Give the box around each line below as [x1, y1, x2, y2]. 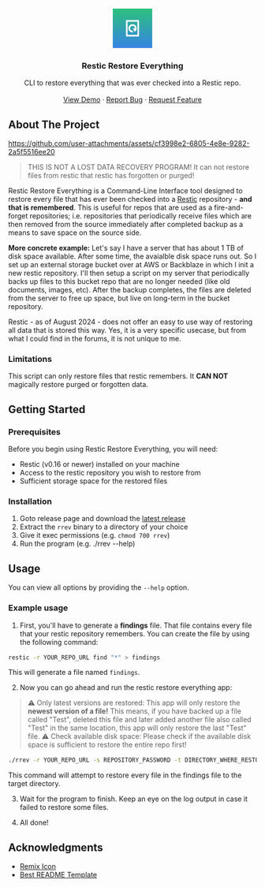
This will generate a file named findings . [8, 668, 140, 677]
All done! [19, 818, 49, 827]
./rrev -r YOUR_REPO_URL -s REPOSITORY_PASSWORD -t [8, 756, 181, 764]
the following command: [19, 637, 99, 647]
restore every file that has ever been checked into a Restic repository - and [8, 195, 252, 204]
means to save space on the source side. [8, 228, 142, 237]
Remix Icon [19, 862, 57, 871]
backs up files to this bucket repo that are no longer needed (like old [8, 277, 230, 286]
